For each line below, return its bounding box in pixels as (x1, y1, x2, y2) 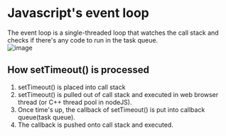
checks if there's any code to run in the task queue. (7, 35, 158, 44)
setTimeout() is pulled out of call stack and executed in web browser (17, 90, 219, 98)
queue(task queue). (17, 113, 76, 121)
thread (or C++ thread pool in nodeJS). (17, 98, 132, 106)
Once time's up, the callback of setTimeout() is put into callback (17, 105, 205, 114)
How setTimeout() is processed (7, 64, 149, 76)
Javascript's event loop (7, 5, 149, 21)
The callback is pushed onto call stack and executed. (17, 120, 174, 129)
